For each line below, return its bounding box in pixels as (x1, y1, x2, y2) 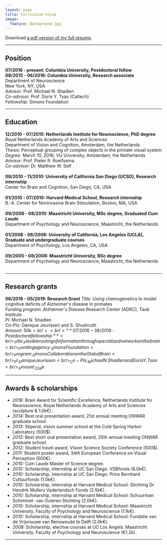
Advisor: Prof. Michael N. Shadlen (5, 88, 75, 95)
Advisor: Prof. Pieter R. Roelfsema (5, 157, 75, 163)
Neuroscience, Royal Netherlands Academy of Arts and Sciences (12, 403, 146, 409)
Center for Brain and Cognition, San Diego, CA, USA (5, 184, 112, 190)
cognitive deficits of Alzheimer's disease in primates (5, 301, 113, 307)
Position (5, 54, 31, 62)
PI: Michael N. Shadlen (5, 317, 52, 323)
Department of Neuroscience (5, 78, 65, 84)
